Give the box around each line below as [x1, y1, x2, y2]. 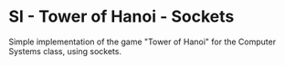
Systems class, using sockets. [8, 45, 122, 56]
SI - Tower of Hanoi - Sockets [8, 6, 235, 27]
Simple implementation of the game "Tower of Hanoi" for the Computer [8, 36, 276, 47]
